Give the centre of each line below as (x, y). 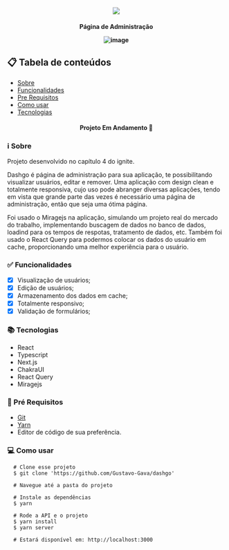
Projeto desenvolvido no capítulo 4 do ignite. (71, 162)
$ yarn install (35, 522)
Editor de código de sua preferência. (69, 432)
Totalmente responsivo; (51, 303)
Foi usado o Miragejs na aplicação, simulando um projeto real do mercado (112, 218)
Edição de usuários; (45, 287)
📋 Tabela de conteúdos (59, 63)
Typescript (33, 355)
